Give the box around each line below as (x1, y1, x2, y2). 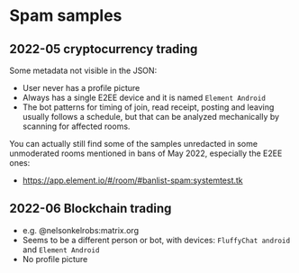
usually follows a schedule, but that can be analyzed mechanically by (22, 112, 280, 122)
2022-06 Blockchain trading (9, 201, 172, 216)
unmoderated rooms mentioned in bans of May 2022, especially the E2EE (9, 148, 283, 159)
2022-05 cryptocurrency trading (9, 41, 198, 57)
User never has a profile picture (22, 83, 140, 93)
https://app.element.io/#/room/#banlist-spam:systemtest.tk (22, 175, 243, 186)
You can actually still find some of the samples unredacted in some (9, 139, 258, 149)
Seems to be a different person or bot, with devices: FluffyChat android (22, 234, 291, 245)
